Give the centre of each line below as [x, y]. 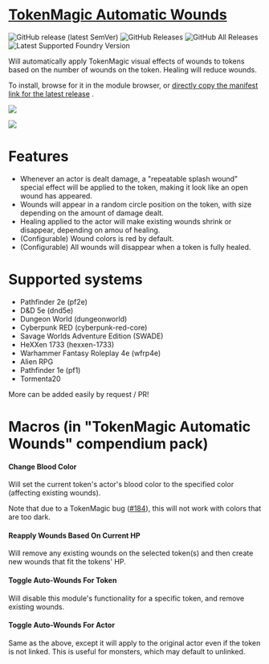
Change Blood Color [43, 466]
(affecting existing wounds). [55, 493]
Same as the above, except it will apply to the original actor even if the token [134, 643]
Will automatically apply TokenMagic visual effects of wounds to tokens [126, 61]
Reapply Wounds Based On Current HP [74, 535]
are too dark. [29, 517]
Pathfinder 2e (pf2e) [54, 301]
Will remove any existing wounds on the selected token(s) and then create [131, 553]
